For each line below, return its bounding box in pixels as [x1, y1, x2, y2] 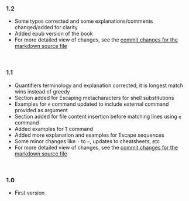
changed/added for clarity [14, 24, 78, 31]
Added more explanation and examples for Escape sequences [14, 131, 165, 138]
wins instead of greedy [14, 88, 70, 95]
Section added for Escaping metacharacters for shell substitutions [14, 94, 174, 101]
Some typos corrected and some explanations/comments [14, 18, 153, 25]
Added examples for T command [14, 125, 94, 132]
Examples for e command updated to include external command [14, 100, 169, 108]
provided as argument [14, 106, 68, 113]
